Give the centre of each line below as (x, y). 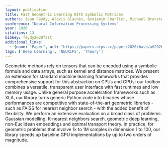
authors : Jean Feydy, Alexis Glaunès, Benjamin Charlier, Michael (75, 19)
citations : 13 (20, 33)
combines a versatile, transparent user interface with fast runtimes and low (82, 87)
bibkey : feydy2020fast (29, 38)
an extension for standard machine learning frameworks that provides (77, 76)
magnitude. (17, 140)
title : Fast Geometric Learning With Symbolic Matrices (64, 14)
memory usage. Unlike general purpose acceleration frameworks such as (80, 92)
